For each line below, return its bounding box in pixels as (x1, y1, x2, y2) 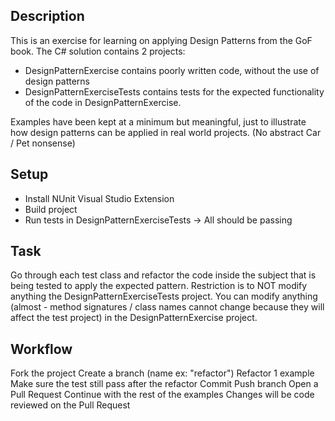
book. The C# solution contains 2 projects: (10, 45, 186, 57)
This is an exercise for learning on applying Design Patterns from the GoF (10, 34, 313, 46)
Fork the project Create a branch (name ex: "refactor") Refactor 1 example (10, 367, 315, 379)
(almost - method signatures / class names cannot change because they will (10, 301, 325, 313)
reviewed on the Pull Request (10, 399, 131, 411)
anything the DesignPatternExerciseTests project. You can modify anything (10, 290, 318, 303)
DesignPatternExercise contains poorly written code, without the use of (24, 64, 320, 76)
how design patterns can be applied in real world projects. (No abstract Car (10, 126, 322, 138)
